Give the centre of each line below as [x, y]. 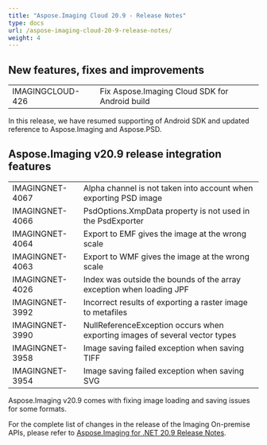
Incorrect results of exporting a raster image [165, 302]
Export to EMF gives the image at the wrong [165, 234]
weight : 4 [25, 38]
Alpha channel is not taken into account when [168, 188]
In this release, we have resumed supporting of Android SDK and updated [129, 121]
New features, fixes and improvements [106, 70]
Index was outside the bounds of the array [162, 279]
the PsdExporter [114, 221]
